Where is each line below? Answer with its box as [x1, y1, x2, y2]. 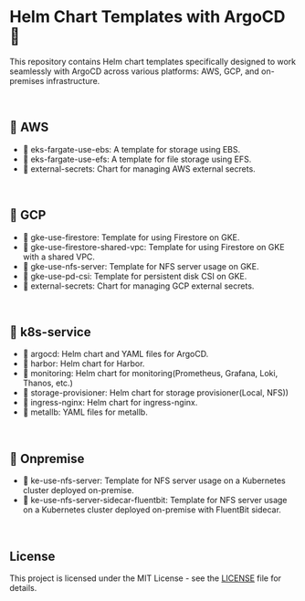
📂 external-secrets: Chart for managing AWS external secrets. [22, 163, 256, 174]
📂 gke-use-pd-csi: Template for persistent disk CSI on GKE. [22, 270, 247, 281]
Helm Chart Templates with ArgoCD [9, 6, 286, 27]
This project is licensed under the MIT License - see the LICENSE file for [9, 573, 281, 584]
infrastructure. [46, 75, 100, 86]
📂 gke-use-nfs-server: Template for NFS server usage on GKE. [22, 260, 259, 271]
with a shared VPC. [22, 251, 96, 262]
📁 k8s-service [9, 324, 91, 340]
